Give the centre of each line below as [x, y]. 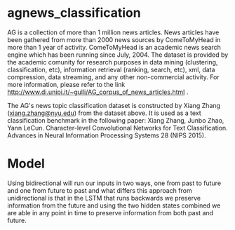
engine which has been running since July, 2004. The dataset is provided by [118, 55]
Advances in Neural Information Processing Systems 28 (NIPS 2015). [107, 135]
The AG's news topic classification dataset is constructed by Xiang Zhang [114, 105]
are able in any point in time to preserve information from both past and [110, 212]
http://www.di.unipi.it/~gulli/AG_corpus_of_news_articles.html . [98, 92]
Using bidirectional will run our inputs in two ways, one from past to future [114, 183]
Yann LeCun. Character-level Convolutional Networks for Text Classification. [117, 128]
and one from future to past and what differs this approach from [100, 190]
